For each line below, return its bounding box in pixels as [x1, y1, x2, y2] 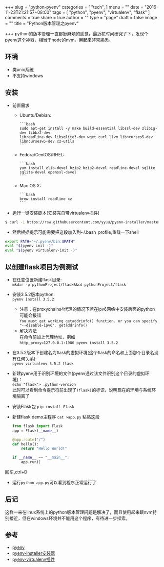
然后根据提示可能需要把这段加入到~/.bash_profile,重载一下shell [12, 229, 139, 235]
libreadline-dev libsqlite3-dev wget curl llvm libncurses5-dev [19, 134, 153, 139]
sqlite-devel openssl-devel [19, 170, 77, 174]
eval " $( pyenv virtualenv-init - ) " [5, 248, 78, 253]
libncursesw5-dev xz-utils [19, 139, 75, 144]
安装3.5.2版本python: [12, 291, 55, 297]
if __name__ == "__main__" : [12, 455, 70, 460]
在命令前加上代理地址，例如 [19, 334, 76, 340]
